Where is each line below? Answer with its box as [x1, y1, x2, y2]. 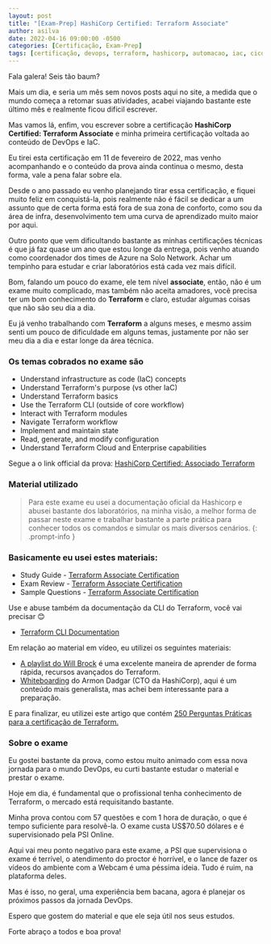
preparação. [19, 693, 61, 702]
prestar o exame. [8, 773, 65, 782]
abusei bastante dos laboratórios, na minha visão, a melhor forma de [27, 506, 256, 516]
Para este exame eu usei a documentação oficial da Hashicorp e [27, 497, 243, 507]
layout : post [8, 11, 52, 20]
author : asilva [8, 27, 60, 35]
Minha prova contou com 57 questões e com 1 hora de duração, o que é [8, 813, 248, 823]
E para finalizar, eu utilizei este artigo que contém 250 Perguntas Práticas [8, 708, 252, 718]
